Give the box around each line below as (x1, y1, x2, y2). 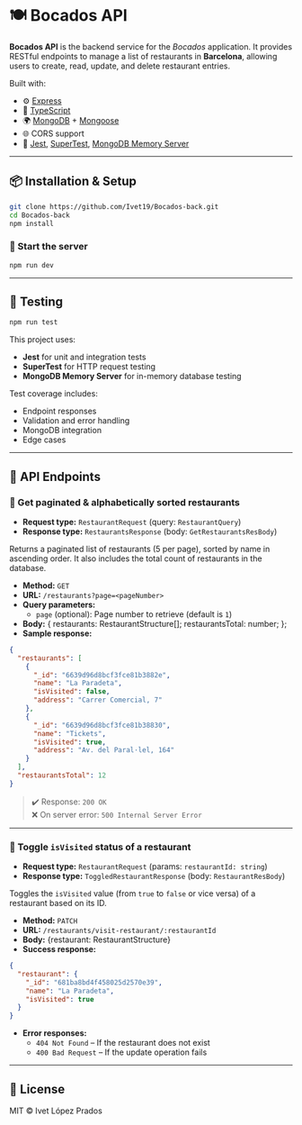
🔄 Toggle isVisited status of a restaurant (9, 840, 191, 853)
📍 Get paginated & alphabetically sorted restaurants (9, 495, 241, 508)
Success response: (22, 944, 97, 955)
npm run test (9, 318, 58, 327)
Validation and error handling (22, 415, 130, 426)
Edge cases (22, 434, 67, 445)
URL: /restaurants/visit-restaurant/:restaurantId (22, 925, 217, 936)
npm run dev (9, 260, 54, 269)
